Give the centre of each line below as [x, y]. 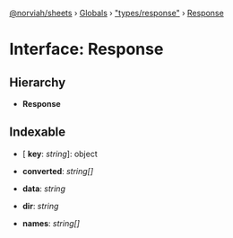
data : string [43, 189]
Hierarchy [38, 82]
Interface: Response [86, 49]
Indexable [38, 132]
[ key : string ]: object [60, 154]
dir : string [40, 206]
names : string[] [51, 223]
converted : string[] [58, 171]
